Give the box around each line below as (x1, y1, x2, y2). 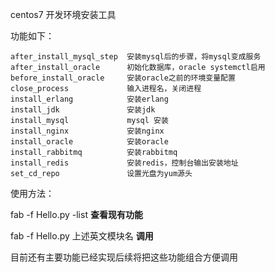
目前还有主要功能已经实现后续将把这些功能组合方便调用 (10, 251, 238, 263)
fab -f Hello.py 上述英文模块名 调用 (10, 230, 154, 242)
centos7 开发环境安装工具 (10, 9, 117, 20)
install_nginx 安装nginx (10, 126, 165, 136)
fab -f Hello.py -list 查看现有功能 (10, 209, 143, 220)
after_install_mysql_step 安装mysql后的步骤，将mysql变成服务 (10, 52, 262, 62)
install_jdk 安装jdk (10, 105, 156, 115)
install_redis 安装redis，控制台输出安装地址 (10, 158, 239, 168)
